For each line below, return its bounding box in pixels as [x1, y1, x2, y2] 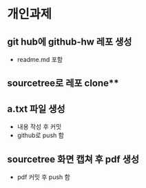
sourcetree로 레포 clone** [7, 77, 119, 90]
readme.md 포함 [17, 56, 63, 63]
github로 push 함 [17, 132, 64, 140]
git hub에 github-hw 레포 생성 [7, 36, 132, 48]
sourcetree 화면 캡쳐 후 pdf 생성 [7, 153, 140, 165]
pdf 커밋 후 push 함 [17, 173, 70, 181]
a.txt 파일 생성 [7, 103, 65, 114]
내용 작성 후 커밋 [17, 123, 62, 131]
